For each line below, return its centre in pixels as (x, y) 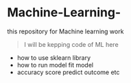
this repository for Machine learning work (65, 31)
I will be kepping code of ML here (71, 44)
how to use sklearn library (54, 57)
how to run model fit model (55, 65)
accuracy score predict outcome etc (68, 72)
